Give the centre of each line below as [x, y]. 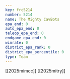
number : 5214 [19, 15]
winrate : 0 [17, 43]
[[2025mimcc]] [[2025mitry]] [35, 71]
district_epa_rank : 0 [28, 47]
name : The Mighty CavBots [32, 19]
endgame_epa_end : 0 [26, 38]
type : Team [17, 57]
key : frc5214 [19, 10]
